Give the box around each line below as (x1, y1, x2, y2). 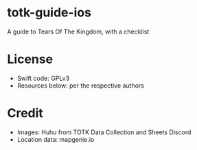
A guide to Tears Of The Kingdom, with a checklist (7, 27, 150, 36)
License (7, 51, 54, 67)
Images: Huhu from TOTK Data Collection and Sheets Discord (16, 128, 192, 136)
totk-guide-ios (7, 5, 91, 21)
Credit (7, 105, 43, 121)
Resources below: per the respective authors (16, 81, 144, 90)
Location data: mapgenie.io (16, 135, 95, 143)
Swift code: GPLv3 (16, 74, 70, 82)
